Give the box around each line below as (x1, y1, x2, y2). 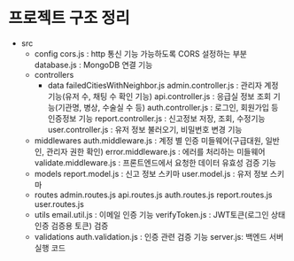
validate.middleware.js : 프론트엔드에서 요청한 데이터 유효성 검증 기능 (34, 157, 276, 168)
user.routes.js (34, 198, 85, 209)
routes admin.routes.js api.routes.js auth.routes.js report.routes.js (34, 189, 273, 200)
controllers (34, 69, 74, 80)
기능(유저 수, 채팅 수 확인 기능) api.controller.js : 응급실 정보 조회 (47, 90, 272, 102)
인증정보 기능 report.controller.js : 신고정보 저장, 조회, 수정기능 (47, 112, 266, 124)
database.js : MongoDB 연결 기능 (34, 59, 153, 70)
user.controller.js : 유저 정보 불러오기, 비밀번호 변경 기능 (47, 124, 243, 134)
